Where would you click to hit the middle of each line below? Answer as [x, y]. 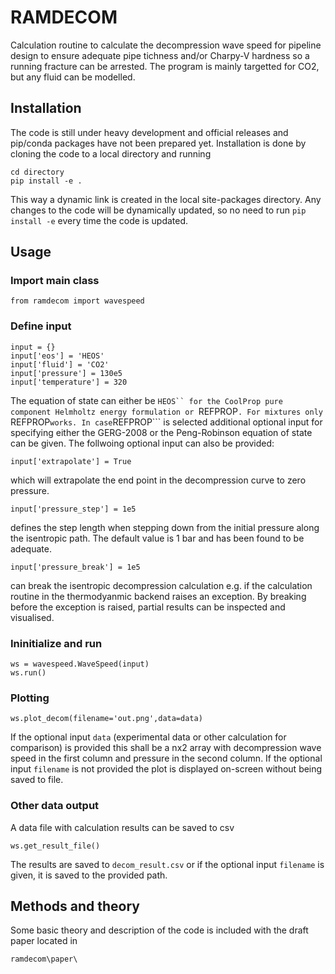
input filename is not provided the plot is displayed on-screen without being [166, 769]
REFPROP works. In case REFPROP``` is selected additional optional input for [166, 422]
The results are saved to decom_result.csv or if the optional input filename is [167, 864]
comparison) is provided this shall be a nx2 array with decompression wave [166, 748]
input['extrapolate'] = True [71, 461]
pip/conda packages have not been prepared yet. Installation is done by [158, 143]
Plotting [30, 698]
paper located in [44, 941]
